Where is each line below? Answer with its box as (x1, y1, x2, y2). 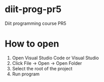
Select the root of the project (12, 65, 73, 71)
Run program (12, 71, 40, 77)
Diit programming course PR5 (5, 20, 66, 26)
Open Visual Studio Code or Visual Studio (12, 55, 99, 61)
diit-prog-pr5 (5, 4, 62, 15)
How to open (5, 38, 59, 50)
